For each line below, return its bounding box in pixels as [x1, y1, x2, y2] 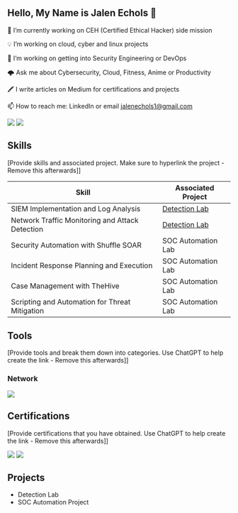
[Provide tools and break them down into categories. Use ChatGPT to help [7, 348, 224, 357]
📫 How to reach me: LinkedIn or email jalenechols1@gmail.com [7, 101, 193, 110]
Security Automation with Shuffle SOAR [11, 240, 142, 250]
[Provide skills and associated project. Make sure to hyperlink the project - [7, 158, 225, 167]
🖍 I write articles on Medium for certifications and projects [7, 84, 179, 93]
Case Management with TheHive [11, 281, 120, 291]
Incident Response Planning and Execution [11, 260, 153, 270]
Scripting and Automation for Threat [11, 297, 131, 307]
